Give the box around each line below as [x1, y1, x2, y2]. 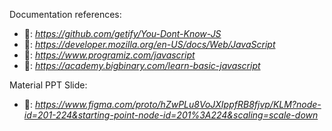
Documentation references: [9, 9, 122, 20]
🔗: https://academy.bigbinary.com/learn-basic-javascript [23, 60, 261, 71]
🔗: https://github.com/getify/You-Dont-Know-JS [23, 28, 222, 39]
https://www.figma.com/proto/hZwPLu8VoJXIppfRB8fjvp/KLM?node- [34, 99, 322, 110]
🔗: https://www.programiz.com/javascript [23, 49, 196, 61]
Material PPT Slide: [9, 79, 88, 91]
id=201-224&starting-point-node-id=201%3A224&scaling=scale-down [23, 109, 319, 121]
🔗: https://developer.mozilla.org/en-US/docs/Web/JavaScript [23, 39, 276, 50]
